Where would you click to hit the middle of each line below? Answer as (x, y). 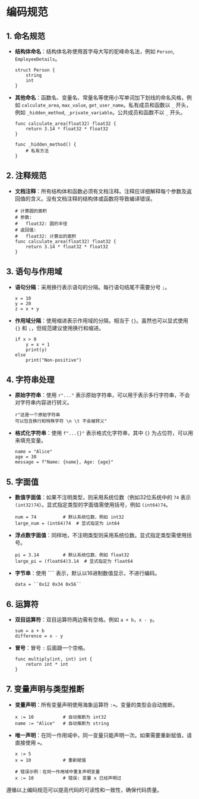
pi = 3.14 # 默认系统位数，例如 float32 (72, 555)
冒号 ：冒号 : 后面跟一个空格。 (51, 648)
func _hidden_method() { (45, 145)
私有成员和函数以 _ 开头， (160, 105)
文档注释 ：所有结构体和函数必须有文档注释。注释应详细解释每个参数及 (101, 191)
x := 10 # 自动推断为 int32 (61, 717)
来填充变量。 (30, 440)
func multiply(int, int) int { (53, 659)
